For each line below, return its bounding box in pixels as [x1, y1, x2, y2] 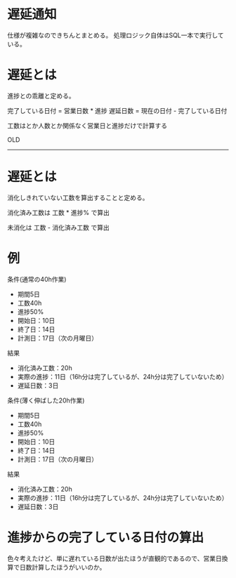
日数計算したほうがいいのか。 [19, 563, 106, 571]
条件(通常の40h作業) [7, 275, 67, 283]
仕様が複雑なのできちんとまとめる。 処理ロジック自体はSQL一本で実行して [7, 31, 225, 39]
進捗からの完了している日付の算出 [7, 530, 204, 545]
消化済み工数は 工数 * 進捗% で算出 [7, 208, 110, 216]
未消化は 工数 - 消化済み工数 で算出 [7, 223, 110, 232]
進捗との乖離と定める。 [7, 91, 75, 100]
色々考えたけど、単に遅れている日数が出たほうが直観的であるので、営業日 [7, 554, 223, 563]
